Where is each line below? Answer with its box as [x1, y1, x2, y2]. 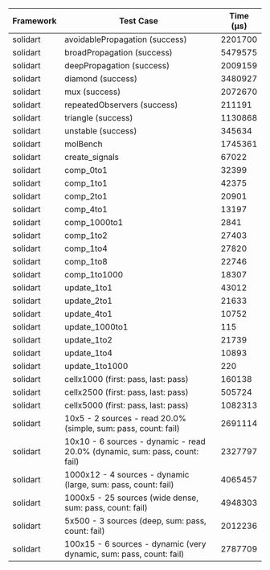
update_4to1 [63, 309, 112, 319]
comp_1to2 [63, 230, 108, 240]
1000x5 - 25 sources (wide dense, [63, 492, 199, 503]
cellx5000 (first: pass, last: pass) [63, 400, 189, 411]
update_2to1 [63, 295, 112, 306]
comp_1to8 [63, 256, 108, 267]
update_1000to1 [63, 322, 129, 332]
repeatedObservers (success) [63, 100, 178, 110]
